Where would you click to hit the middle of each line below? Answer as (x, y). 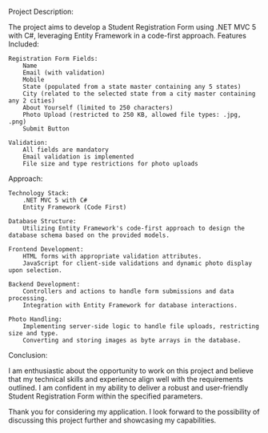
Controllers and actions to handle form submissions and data (128, 291)
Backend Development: (44, 284)
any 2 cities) (32, 101)
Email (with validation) (64, 73)
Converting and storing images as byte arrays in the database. (132, 340)
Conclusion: (28, 355)
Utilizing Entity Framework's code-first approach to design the (134, 228)
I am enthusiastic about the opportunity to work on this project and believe (131, 371)
